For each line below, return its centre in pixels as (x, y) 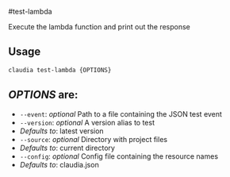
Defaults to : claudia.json (59, 164)
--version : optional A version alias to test (87, 122)
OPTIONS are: (43, 95)
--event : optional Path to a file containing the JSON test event (121, 114)
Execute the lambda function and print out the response (99, 27)
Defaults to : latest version (62, 131)
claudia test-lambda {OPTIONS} (60, 70)
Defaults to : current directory (67, 148)
